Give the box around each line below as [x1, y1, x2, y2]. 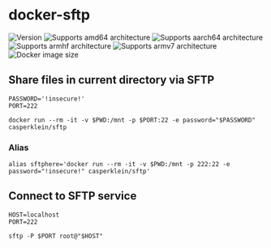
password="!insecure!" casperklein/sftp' [8, 168, 151, 176]
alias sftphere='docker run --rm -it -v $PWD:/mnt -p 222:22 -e [8, 160, 230, 169]
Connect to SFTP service [8, 189, 137, 203]
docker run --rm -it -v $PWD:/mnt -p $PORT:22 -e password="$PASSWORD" [8, 116, 256, 124]
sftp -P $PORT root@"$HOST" [8, 232, 104, 240]
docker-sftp [8, 6, 91, 24]
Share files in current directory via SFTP [8, 73, 215, 87]
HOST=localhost [8, 211, 60, 219]
